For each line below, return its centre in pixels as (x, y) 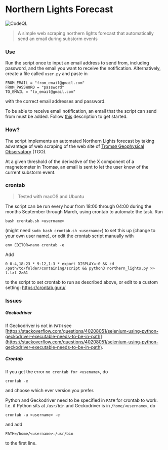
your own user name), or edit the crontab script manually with (70, 236)
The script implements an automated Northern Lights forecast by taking (80, 141)
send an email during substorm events (57, 39)
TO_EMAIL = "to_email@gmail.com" (40, 92)
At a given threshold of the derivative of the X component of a (70, 162)
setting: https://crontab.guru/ (35, 287)
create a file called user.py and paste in (46, 74)
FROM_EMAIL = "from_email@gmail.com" (45, 83)
